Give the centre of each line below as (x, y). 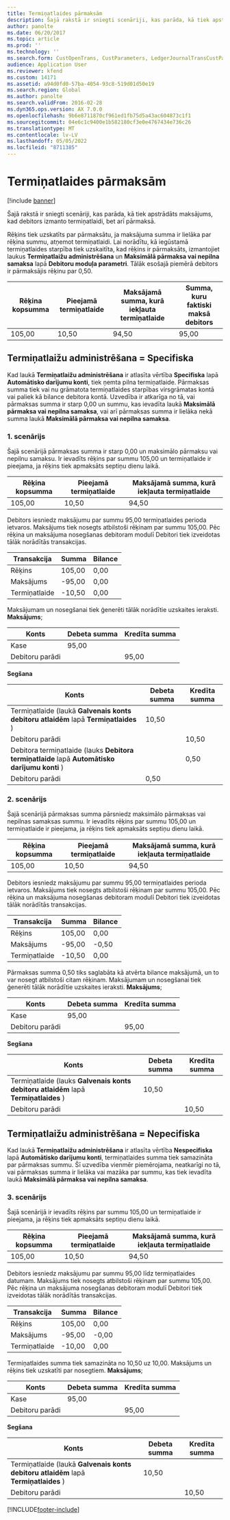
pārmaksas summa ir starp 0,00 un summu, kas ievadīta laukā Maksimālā (111, 404)
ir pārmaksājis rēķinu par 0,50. (50, 271)
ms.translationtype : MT (41, 128)
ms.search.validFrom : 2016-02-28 (55, 103)
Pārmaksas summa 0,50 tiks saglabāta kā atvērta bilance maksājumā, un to (113, 973)
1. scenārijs (26, 436)
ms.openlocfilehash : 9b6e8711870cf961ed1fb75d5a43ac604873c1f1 (99, 115)
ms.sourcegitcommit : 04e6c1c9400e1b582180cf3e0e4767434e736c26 (99, 122)
